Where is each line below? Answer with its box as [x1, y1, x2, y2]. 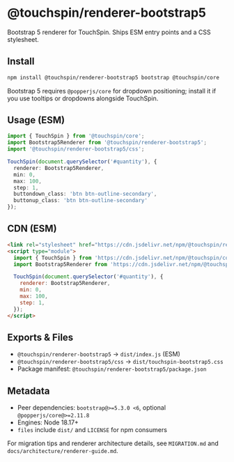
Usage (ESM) [7, 114, 65, 126]
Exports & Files [7, 331, 74, 343]
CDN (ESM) [7, 223, 57, 235]
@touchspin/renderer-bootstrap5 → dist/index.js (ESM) [17, 350, 181, 358]
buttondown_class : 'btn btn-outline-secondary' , [13, 190, 157, 198]
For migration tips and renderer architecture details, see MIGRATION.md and [7, 439, 219, 447]
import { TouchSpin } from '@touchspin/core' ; [7, 132, 145, 140]
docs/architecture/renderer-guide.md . [7, 447, 118, 455]
